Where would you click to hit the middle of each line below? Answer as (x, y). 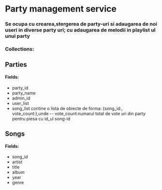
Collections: (20, 49)
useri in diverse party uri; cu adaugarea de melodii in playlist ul (80, 30)
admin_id (21, 98)
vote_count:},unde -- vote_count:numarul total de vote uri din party (79, 113)
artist (17, 162)
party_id (20, 88)
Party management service (61, 9)
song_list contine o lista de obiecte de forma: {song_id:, (67, 108)
